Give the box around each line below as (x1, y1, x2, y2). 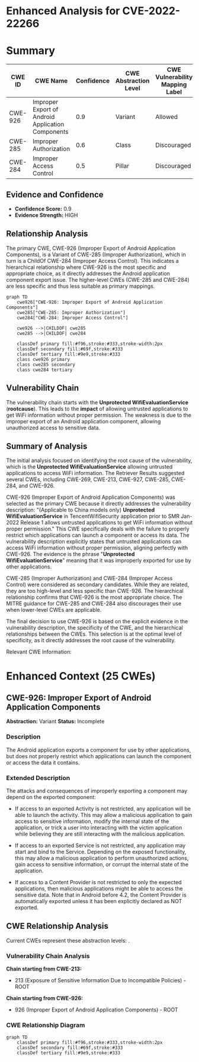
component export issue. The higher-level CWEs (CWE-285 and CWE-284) (6, 276, 190, 283)
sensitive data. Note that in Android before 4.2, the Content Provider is (14, 891, 187, 898)
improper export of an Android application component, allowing (6, 417, 161, 425)
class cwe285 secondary (17, 362, 76, 367)
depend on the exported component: (6, 793, 96, 800)
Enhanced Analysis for (6, 4, 120, 18)
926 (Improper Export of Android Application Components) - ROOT (14, 1006, 179, 1013)
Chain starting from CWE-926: (6, 995, 84, 1002)
